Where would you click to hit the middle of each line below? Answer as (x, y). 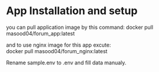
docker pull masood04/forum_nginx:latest (57, 51)
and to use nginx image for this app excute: (59, 45)
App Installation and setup (72, 11)
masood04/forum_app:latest (41, 33)
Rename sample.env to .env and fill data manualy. (66, 63)
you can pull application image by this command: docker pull (80, 27)
